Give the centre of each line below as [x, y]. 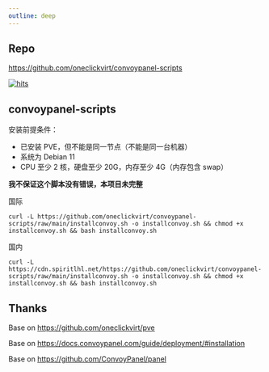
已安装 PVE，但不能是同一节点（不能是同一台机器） [106, 147]
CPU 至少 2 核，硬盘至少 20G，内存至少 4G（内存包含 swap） [124, 167]
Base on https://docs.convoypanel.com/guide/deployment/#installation [126, 344]
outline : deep [32, 16]
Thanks [28, 308]
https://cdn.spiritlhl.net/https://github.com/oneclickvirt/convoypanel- [135, 269]
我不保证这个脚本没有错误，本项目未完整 [76, 184]
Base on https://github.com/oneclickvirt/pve [82, 328]
